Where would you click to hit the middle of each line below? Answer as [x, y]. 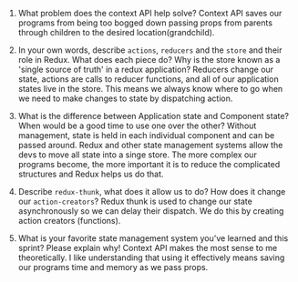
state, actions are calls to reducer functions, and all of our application [149, 79]
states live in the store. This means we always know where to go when [150, 89]
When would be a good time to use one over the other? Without [137, 126]
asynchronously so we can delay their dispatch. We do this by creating [151, 211]
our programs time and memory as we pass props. [113, 267]
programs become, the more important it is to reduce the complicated [149, 164]
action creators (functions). [69, 221]
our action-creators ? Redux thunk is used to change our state [135, 201]
